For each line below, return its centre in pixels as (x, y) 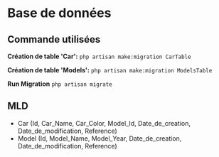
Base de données (59, 13)
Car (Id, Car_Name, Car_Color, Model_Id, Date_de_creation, (104, 123)
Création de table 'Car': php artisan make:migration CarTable (99, 56)
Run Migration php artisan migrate (60, 84)
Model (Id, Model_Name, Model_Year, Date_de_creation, (100, 138)
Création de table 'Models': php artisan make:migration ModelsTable (110, 70)
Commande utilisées (54, 39)
